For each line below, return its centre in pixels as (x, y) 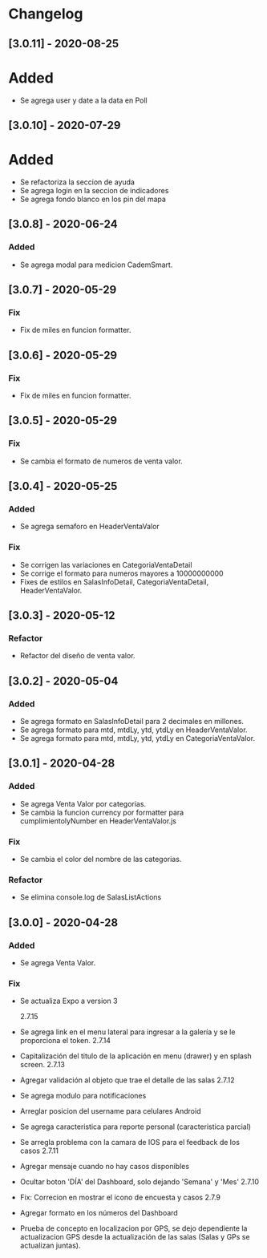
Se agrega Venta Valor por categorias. (83, 803)
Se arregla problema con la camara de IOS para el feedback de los (130, 1143)
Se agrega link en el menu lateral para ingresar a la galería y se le (127, 1032)
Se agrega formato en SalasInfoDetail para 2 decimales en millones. (132, 721)
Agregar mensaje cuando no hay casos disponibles (105, 1167)
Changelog (46, 14)
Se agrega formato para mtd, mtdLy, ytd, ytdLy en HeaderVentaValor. (133, 730)
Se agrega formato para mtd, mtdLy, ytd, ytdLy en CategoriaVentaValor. (137, 738)
